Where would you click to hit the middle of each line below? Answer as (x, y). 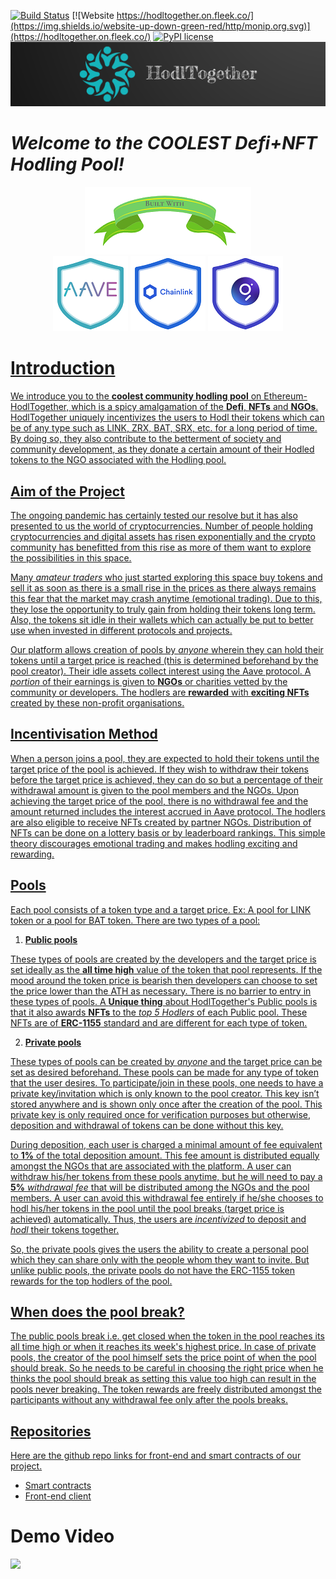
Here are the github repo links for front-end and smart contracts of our (156, 1456)
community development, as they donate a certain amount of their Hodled (162, 449)
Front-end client (58, 1496)
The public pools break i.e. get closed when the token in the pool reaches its (167, 1336)
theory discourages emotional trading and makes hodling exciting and (154, 843)
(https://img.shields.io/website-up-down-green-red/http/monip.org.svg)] (160, 26)
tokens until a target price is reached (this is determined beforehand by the (164, 660)
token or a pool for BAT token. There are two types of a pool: (135, 920)
